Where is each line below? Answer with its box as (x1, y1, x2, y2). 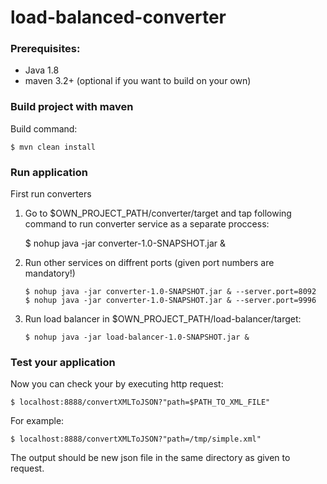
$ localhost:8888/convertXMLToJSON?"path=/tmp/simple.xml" (10, 434, 262, 445)
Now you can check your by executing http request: (10, 378, 224, 390)
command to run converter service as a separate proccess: (24, 218, 270, 230)
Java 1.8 (24, 64, 60, 76)
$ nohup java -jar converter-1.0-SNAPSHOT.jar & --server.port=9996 (24, 296, 317, 306)
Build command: (10, 122, 78, 135)
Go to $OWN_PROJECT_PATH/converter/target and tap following (24, 207, 292, 220)
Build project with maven (10, 100, 134, 114)
